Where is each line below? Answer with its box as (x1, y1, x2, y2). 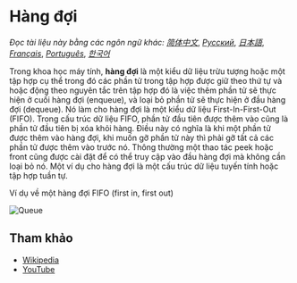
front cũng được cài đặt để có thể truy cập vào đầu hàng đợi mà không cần (9, 151, 286, 162)
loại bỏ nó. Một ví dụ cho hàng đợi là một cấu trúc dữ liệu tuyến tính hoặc (9, 161, 279, 171)
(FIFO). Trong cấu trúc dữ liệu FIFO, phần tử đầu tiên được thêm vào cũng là (9, 113, 289, 124)
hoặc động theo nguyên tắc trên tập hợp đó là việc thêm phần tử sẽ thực (9, 85, 277, 96)
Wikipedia (21, 254, 60, 265)
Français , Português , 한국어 (9, 47, 110, 59)
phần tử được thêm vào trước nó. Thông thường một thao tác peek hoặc (9, 141, 274, 153)
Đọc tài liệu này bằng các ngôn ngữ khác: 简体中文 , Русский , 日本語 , (9, 37, 265, 47)
